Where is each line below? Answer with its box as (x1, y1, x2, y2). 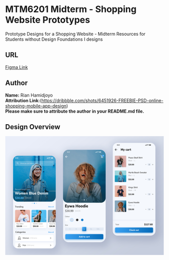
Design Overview (5, 122, 60, 131)
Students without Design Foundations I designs (5, 36, 103, 42)
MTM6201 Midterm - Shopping (5, 4, 137, 15)
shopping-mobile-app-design (5, 103, 67, 109)
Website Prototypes (5, 14, 91, 26)
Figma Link (5, 64, 28, 70)
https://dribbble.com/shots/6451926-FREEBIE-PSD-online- (41, 97, 163, 104)
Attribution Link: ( (5, 97, 42, 104)
